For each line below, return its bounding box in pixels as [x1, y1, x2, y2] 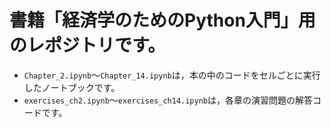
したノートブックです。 [23, 81, 121, 93]
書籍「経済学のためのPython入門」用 [9, 9, 316, 32]
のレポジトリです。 [9, 34, 166, 57]
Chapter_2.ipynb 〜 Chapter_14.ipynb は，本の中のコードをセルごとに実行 [23, 69, 321, 81]
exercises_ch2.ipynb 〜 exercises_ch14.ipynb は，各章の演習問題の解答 [23, 94, 314, 106]
